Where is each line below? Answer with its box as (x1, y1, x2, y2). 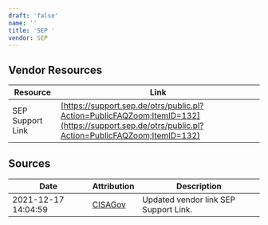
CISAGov (92, 199, 126, 210)
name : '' (8, 19, 37, 27)
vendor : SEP (8, 33, 48, 42)
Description (176, 180, 222, 192)
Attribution (92, 180, 135, 192)
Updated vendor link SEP (142, 194, 236, 205)
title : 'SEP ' (8, 26, 56, 34)
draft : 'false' (8, 11, 59, 20)
